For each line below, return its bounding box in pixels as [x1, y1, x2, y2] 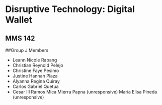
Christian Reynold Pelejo [12, 62, 64, 68]
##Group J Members [5, 47, 49, 53]
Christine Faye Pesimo [12, 67, 59, 73]
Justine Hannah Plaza [12, 73, 58, 78]
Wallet [5, 14, 33, 25]
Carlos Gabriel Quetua [12, 83, 59, 89]
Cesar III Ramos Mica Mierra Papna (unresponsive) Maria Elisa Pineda [12, 89, 157, 94]
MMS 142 [5, 34, 35, 42]
